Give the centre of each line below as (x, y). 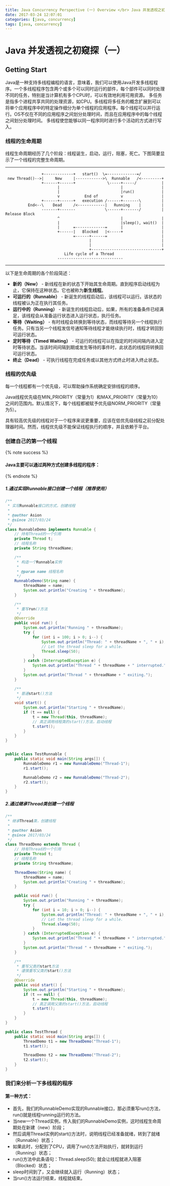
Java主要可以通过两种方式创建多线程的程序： (53, 465)
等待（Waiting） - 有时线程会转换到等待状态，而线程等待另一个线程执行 (88, 322)
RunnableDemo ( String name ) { (45, 581)
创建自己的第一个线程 (31, 441)
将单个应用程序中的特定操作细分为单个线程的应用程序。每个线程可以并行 (80, 108)
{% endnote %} (22, 476)
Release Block (20, 214)
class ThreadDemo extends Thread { (43, 844)
